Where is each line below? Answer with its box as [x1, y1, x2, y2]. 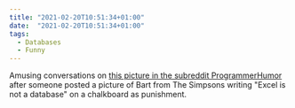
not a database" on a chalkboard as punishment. [9, 89, 187, 100]
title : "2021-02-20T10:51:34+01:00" [9, 12, 145, 22]
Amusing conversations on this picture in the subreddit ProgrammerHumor [9, 70, 283, 81]
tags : [9, 29, 29, 38]
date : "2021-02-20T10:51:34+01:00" [9, 21, 145, 30]
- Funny [17, 46, 46, 55]
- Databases [17, 37, 62, 47]
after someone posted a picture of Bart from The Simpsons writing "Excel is [9, 80, 286, 90]
